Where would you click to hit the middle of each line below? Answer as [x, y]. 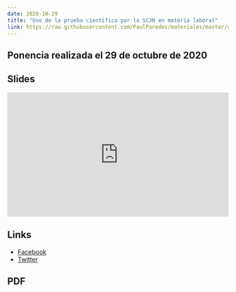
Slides [21, 79]
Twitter [28, 259]
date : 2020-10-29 [33, 14]
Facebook [32, 252]
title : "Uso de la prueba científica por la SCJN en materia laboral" [113, 20]
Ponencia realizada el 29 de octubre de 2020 [107, 55]
